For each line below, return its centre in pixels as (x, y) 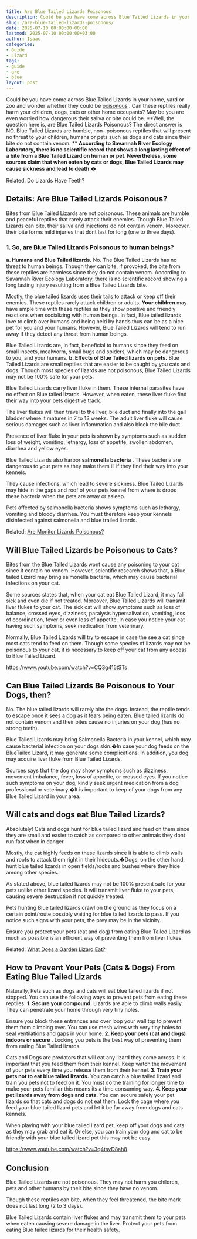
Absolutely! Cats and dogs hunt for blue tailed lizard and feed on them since (98, 829)
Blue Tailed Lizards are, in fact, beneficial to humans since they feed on (92, 346)
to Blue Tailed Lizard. (31, 656)
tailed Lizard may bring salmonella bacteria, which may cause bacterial (92, 577)
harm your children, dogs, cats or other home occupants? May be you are (95, 112)
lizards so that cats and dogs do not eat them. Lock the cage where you (93, 1101)
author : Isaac (23, 39)
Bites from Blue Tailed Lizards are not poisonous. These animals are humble (98, 213)
